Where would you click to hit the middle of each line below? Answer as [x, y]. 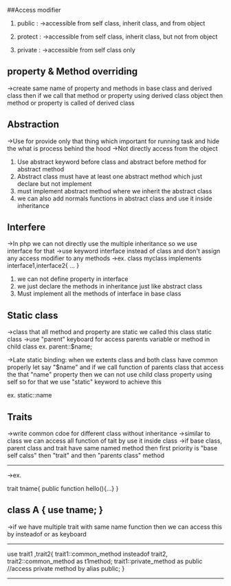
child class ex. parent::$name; [50, 346]
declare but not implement [54, 184]
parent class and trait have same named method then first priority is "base [112, 448]
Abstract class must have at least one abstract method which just [110, 176]
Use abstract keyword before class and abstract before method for [112, 162]
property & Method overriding [73, 72]
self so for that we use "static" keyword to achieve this [84, 382]
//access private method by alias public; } [66, 568]
